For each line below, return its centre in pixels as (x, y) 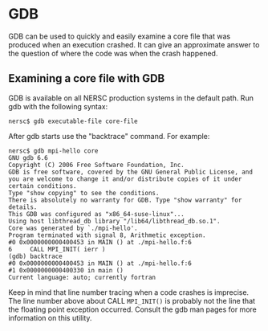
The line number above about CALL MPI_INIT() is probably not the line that (132, 300)
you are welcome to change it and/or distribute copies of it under (125, 179)
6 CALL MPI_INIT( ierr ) (57, 249)
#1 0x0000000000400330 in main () (66, 270)
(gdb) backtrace (35, 256)
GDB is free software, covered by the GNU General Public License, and (130, 172)
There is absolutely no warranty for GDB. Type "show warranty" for (125, 200)
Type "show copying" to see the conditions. (84, 193)
